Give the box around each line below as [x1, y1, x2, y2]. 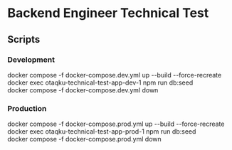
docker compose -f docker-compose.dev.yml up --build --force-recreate [7, 70, 222, 79]
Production [7, 103, 47, 113]
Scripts [7, 33, 41, 45]
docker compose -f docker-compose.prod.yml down [7, 135, 162, 144]
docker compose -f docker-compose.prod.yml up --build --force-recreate [7, 119, 225, 129]
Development [7, 55, 56, 65]
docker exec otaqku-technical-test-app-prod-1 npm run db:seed [7, 127, 196, 136]
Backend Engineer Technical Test [7, 5, 209, 21]
